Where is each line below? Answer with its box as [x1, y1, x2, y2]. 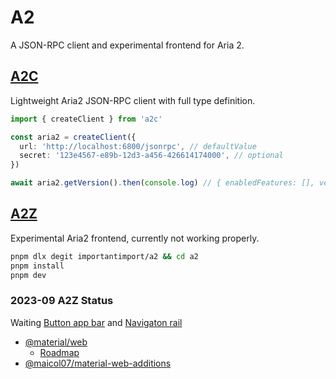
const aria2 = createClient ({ [10, 132, 137, 142]
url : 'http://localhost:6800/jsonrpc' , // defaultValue [19, 141, 257, 151]
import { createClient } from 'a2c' [10, 114, 163, 124]
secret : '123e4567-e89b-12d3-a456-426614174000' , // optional [19, 151, 284, 161]
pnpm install [10, 261, 65, 271]
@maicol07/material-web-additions [24, 357, 172, 369]
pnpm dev [10, 270, 47, 280]
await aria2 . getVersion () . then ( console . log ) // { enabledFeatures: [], [10, 178, 315, 188]
